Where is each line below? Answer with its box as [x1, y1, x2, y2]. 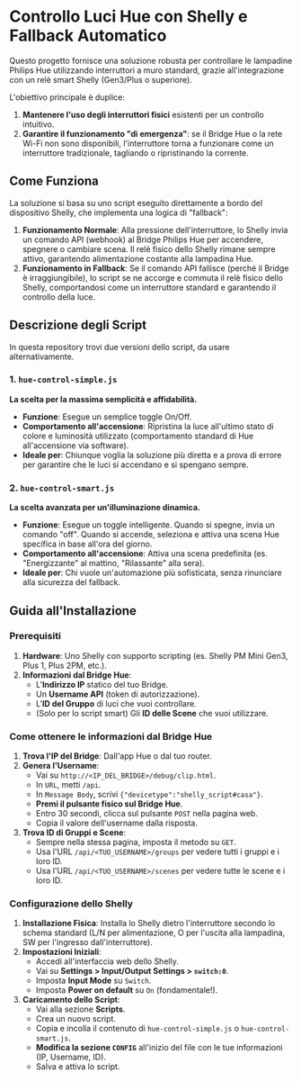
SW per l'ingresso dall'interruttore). [22, 937, 153, 948]
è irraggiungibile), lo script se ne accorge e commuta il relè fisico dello [22, 272, 284, 283]
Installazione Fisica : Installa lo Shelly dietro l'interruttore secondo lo [22, 918, 276, 929]
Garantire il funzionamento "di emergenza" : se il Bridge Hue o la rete [22, 128, 283, 139]
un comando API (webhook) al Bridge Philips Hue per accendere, [22, 234, 263, 245]
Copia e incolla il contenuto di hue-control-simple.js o [35, 1023, 240, 1034]
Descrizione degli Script [9, 318, 147, 333]
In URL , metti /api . [35, 779, 102, 790]
